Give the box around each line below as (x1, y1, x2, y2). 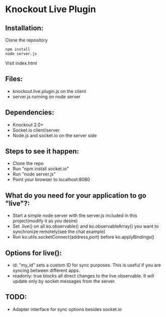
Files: (5, 75, 23, 83)
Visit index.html (5, 60, 37, 66)
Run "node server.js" (12, 171, 56, 177)
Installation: (5, 24, 44, 32)
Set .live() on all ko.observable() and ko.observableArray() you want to (12, 223, 159, 230)
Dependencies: (5, 108, 54, 117)
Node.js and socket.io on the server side (12, 132, 97, 139)
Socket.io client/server (12, 127, 60, 133)
